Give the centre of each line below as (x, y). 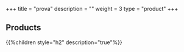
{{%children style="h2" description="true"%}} (64, 42)
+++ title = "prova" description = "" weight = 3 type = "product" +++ (92, 9)
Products (23, 28)
